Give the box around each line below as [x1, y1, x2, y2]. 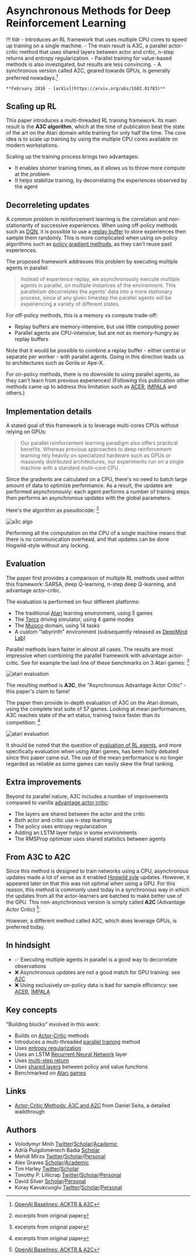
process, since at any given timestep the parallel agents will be [20, 294, 171, 301]
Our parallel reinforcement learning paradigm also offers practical [20, 440, 178, 447]
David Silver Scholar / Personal [14, 1178, 86, 1185]
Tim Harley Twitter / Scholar [14, 1165, 79, 1172]
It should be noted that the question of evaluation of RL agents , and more [6, 742, 182, 749]
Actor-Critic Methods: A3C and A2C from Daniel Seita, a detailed [14, 1102, 170, 1109]
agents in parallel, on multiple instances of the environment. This [20, 282, 176, 289]
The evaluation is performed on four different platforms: [6, 598, 140, 605]
